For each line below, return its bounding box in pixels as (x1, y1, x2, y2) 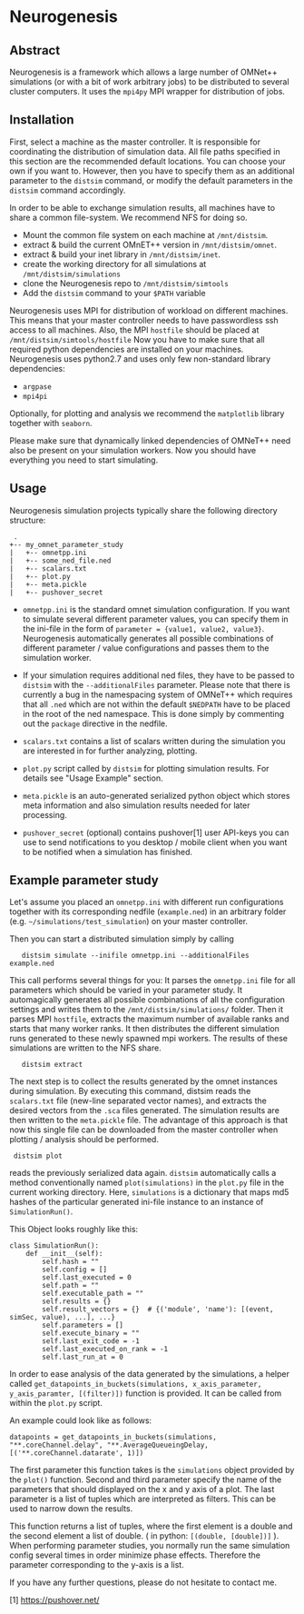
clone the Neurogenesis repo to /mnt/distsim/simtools (22, 277, 229, 288)
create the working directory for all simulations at (22, 258, 207, 269)
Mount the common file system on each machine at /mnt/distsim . (22, 229, 269, 240)
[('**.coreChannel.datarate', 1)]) (9, 1449, 144, 1458)
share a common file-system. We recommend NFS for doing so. (9, 212, 248, 223)
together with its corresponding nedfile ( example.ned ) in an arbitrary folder (9, 906, 287, 917)
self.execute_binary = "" (42, 1329, 141, 1338)
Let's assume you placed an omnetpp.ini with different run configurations (9, 897, 284, 908)
